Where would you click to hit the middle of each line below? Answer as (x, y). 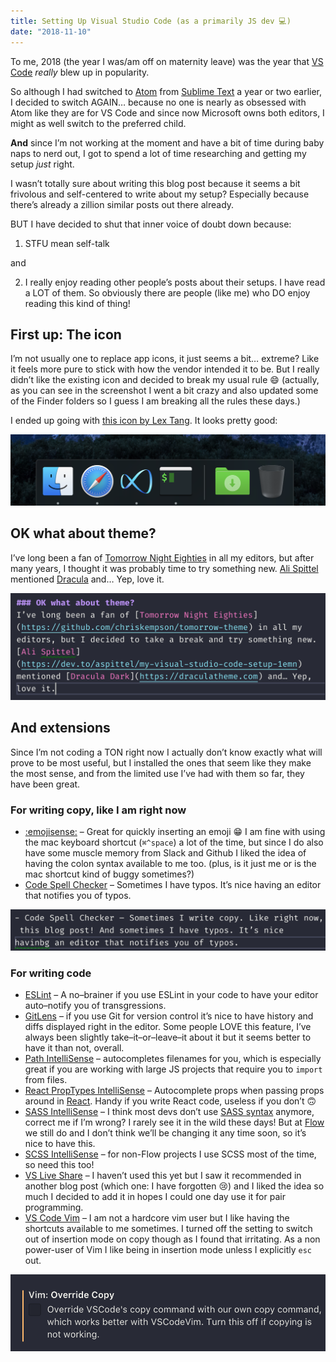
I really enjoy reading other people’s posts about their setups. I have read (175, 282)
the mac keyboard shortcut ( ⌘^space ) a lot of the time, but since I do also (174, 842)
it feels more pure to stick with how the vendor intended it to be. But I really (165, 369)
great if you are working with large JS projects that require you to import (173, 1069)
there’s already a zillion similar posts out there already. (122, 204)
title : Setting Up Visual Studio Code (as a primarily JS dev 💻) (151, 21)
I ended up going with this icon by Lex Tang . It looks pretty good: (144, 421)
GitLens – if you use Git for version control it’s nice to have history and (169, 1016)
